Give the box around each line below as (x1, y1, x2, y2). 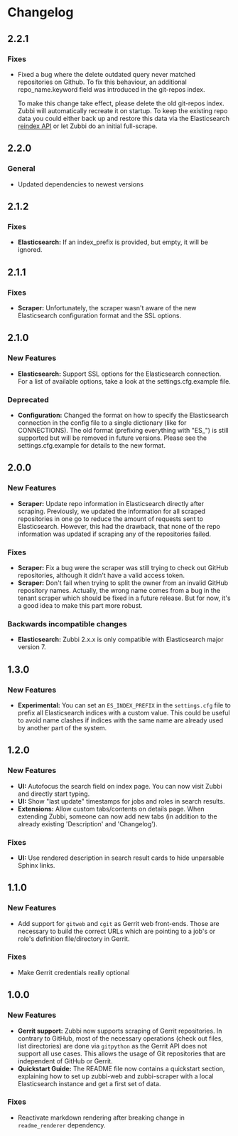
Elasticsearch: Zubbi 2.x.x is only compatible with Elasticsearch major (17, 635, 224, 644)
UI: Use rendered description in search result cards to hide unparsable (17, 853, 225, 862)
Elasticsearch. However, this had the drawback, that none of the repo (17, 522, 220, 530)
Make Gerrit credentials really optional (17, 968, 130, 977)
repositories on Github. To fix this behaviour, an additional (17, 78, 187, 86)
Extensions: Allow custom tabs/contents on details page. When (17, 804, 205, 813)
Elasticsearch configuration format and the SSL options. (17, 311, 182, 320)
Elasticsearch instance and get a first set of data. (17, 1079, 161, 1088)
